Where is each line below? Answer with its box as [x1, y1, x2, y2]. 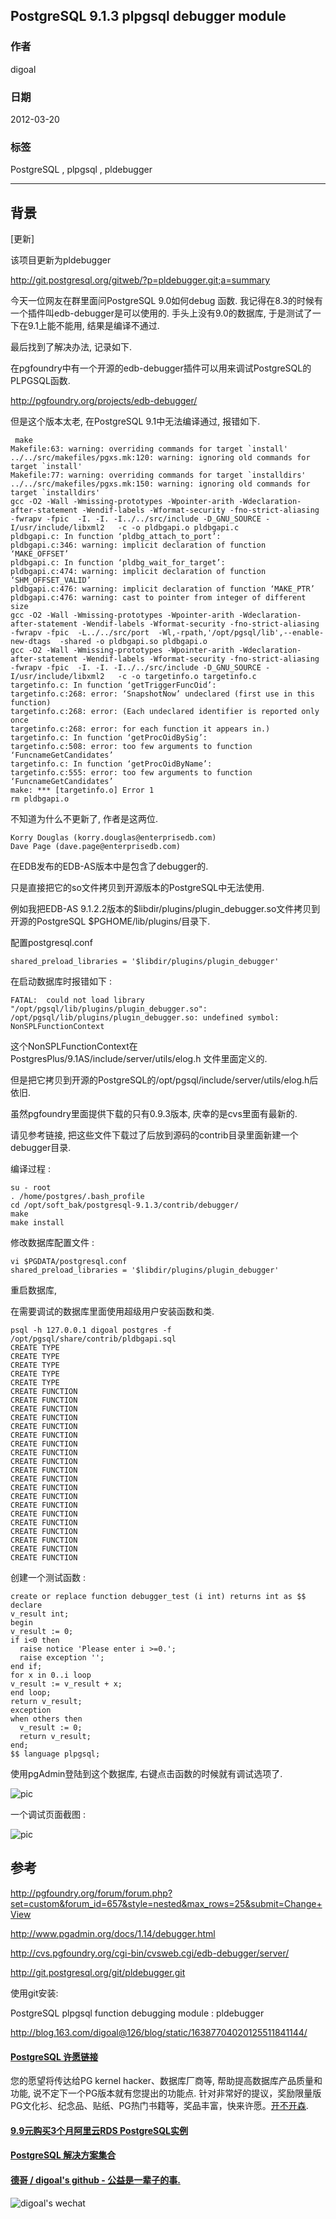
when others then [10, 1714, 83, 1724]
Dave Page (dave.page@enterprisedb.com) [10, 842, 182, 852]
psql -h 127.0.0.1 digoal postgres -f [10, 1325, 172, 1336]
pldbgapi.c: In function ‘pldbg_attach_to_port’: [10, 532, 222, 542]
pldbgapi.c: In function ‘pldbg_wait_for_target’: [10, 558, 226, 568]
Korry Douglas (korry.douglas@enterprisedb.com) [10, 833, 217, 843]
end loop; [10, 1688, 52, 1698]
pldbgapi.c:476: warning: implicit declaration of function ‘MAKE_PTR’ [10, 584, 315, 594]
